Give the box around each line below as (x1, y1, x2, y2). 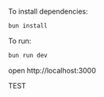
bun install (8, 22, 48, 30)
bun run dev (8, 51, 48, 59)
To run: (8, 35, 32, 46)
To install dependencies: (8, 7, 89, 16)
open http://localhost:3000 (8, 65, 97, 75)
